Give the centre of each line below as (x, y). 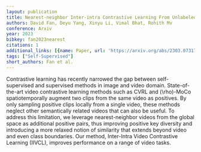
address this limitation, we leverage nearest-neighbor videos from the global (100, 117)
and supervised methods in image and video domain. (100, 85)
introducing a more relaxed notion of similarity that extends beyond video (97, 130)
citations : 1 (22, 45)
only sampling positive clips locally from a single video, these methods (93, 104)
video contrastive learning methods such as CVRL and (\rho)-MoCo (108, 92)
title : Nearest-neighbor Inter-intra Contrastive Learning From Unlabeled (101, 17)
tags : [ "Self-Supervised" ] (40, 56)
